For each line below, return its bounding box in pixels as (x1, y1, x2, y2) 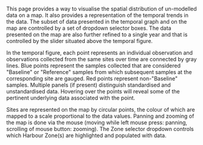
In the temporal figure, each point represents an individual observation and (6, 49, 193, 56)
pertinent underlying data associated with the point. (6, 94, 135, 101)
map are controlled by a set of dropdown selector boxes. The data (6, 24, 171, 32)
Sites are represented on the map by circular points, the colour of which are (6, 106, 195, 113)
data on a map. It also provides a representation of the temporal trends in (6, 12, 189, 19)
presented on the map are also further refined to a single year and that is (6, 31, 188, 38)
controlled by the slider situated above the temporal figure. (6, 38, 153, 44)
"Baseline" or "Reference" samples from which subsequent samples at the (6, 69, 192, 75)
